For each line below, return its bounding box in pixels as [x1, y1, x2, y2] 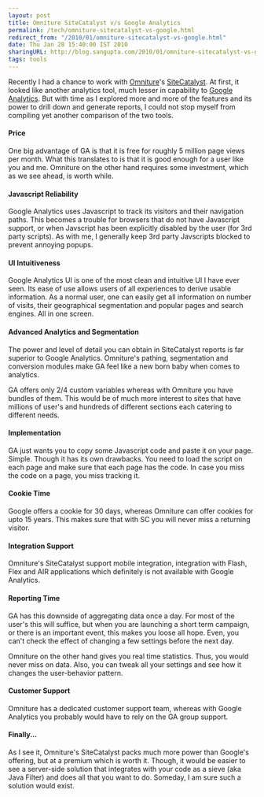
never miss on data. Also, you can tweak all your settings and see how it [8, 659, 242, 669]
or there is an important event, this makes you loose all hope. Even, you [8, 628, 240, 637]
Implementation [8, 428, 61, 438]
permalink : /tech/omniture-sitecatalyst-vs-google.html [8, 26, 195, 34]
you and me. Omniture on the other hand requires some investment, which [8, 163, 249, 172]
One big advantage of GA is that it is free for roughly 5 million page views [8, 146, 245, 156]
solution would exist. [8, 780, 75, 790]
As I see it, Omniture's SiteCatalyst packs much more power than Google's [8, 747, 250, 757]
